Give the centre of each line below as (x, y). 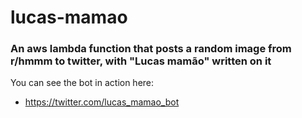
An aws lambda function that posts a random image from (151, 49)
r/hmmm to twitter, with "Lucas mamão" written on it (141, 61)
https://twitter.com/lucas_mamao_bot (102, 102)
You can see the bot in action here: (82, 83)
